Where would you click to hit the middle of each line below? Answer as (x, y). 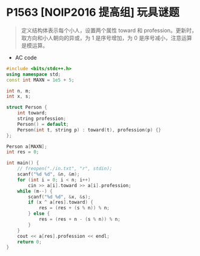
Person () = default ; (43, 124)
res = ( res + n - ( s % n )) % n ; (79, 219)
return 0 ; (30, 242)
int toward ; (32, 113)
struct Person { (27, 107)
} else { (39, 214)
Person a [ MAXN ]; (27, 146)
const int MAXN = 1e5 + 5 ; (40, 80)
